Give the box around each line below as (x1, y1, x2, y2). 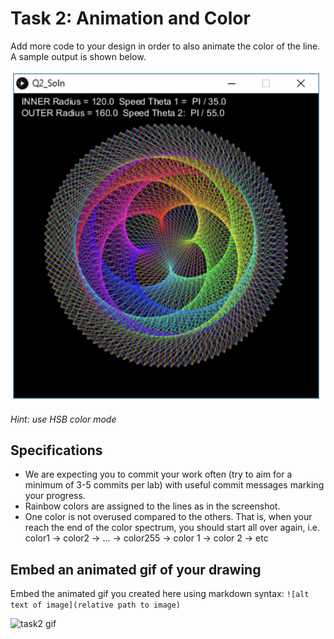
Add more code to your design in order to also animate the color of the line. (10, 40, 321, 52)
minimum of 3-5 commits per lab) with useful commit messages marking (24, 479, 325, 491)
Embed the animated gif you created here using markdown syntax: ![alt (10, 588, 310, 600)
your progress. (24, 490, 86, 502)
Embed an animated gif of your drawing (10, 561, 262, 578)
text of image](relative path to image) (10, 600, 182, 611)
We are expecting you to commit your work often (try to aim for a (24, 468, 293, 481)
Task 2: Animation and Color (10, 7, 251, 30)
